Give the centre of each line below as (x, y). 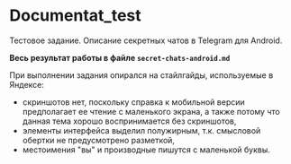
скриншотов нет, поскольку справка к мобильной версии (133, 102)
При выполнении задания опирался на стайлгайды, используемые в (141, 75)
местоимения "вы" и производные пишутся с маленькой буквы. (146, 150)
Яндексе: (27, 84)
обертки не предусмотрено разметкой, (99, 140)
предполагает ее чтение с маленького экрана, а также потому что (151, 111)
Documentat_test (75, 16)
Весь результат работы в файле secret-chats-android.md (120, 57)
